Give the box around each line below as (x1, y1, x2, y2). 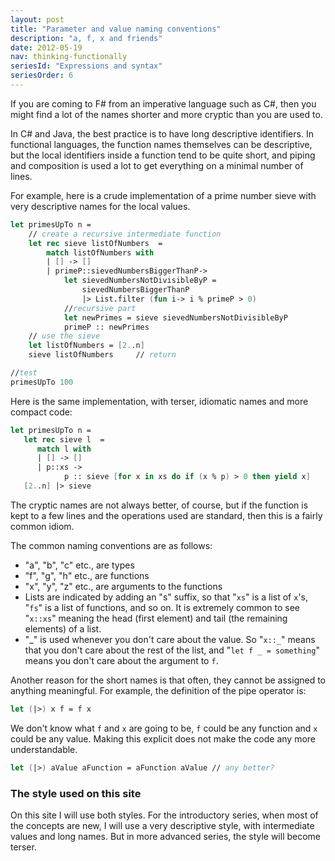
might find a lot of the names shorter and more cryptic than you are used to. (10, 108, 323, 120)
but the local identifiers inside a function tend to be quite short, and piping (10, 149, 316, 161)
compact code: (10, 406, 73, 418)
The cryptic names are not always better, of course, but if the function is (10, 499, 309, 511)
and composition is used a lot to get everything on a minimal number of (10, 159, 304, 171)
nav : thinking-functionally (10, 52, 128, 62)
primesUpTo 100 (10, 377, 74, 387)
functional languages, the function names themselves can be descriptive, (10, 138, 313, 150)
